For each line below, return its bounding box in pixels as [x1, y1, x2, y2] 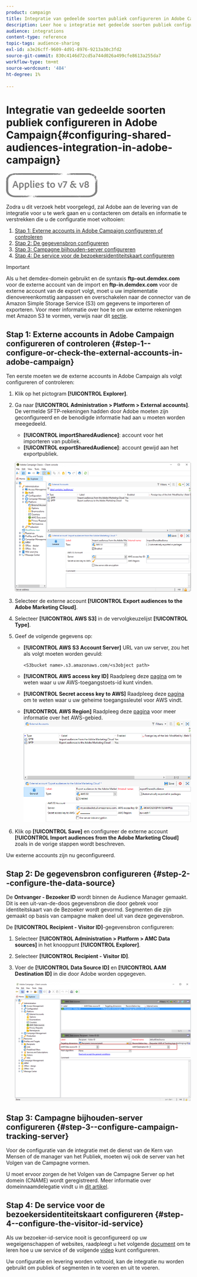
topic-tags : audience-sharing [6, 41, 80, 46]
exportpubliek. [23, 450, 59, 457]
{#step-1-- [111, 338, 151, 349]
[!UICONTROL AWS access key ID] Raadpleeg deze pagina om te [23, 673, 182, 680]
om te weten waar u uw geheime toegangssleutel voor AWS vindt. [23, 696, 183, 704]
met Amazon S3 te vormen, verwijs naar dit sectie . [6, 312, 128, 319]
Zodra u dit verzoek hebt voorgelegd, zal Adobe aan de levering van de [6, 203, 178, 211]
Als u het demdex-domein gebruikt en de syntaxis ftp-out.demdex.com [6, 275, 180, 282]
